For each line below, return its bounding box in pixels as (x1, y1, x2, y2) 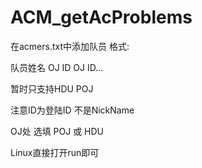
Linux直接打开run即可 (10, 146, 100, 158)
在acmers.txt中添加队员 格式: (10, 40, 130, 52)
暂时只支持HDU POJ (10, 82, 94, 95)
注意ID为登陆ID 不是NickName (10, 104, 135, 116)
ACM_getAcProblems (10, 6, 193, 29)
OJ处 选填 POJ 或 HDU (10, 125, 105, 137)
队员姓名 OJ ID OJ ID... (10, 61, 104, 73)
